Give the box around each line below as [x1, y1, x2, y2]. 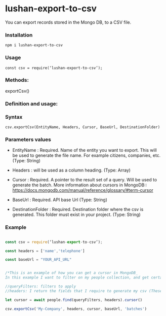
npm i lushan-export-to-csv [5, 43, 63, 48]
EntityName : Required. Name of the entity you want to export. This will [12, 147, 157, 153]
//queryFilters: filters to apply [5, 284, 77, 289]
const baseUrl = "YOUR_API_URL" [5, 257, 72, 262]
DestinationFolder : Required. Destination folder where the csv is [12, 207, 144, 212]
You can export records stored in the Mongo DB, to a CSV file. [5, 19, 131, 25]
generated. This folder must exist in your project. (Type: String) [12, 211, 141, 217]
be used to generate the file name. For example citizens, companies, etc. [12, 152, 161, 158]
